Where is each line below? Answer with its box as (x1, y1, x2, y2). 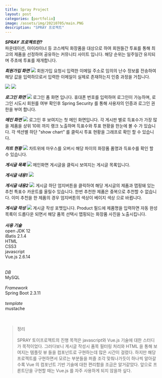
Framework (5, 285, 28, 291)
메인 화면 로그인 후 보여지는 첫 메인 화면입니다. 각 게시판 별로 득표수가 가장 (5, 117, 152, 123)
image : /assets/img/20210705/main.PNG (5, 20, 84, 26)
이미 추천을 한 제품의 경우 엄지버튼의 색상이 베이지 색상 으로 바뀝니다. (11, 195, 143, 201)
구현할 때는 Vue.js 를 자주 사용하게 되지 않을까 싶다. (34, 368, 132, 374)
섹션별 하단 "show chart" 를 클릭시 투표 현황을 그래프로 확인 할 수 (16, 129, 141, 135)
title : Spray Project (5, 7, 49, 12)
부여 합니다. (14, 107, 36, 113)
